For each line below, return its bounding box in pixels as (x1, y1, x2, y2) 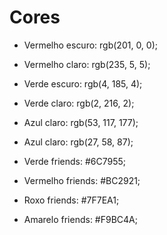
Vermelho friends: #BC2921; (23, 174, 141, 186)
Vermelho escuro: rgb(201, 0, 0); (23, 39, 159, 51)
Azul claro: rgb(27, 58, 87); (23, 136, 134, 148)
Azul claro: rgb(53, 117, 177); (23, 116, 139, 128)
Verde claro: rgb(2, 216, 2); (23, 97, 135, 109)
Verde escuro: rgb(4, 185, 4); (23, 77, 143, 90)
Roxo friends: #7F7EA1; (23, 194, 120, 206)
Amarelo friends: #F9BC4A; (23, 213, 138, 225)
